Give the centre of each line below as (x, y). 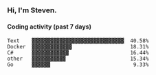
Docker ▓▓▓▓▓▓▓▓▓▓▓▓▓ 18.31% (78, 47)
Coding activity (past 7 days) (49, 27)
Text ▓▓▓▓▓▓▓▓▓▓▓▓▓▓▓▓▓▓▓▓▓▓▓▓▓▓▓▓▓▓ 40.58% (78, 41)
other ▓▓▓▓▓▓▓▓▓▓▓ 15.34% (78, 59)
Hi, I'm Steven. (32, 10)
